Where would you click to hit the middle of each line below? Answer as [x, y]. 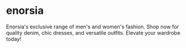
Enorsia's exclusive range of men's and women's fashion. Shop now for [93, 27]
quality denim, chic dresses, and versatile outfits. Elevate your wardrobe [93, 32]
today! [14, 39]
